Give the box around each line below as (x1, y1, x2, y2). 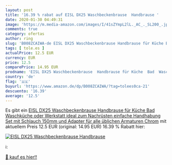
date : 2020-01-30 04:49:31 (5, 17, 63, 22)
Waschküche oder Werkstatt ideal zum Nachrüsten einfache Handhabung (5, 113, 161, 119)
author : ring (5, 36, 33, 42)
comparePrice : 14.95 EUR (5, 65, 58, 70)
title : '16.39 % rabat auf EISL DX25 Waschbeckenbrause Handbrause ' (5, 12, 159, 17)
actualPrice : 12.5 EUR (5, 50, 54, 55)
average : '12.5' (5, 93, 40, 98)
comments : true (5, 27, 38, 32)
